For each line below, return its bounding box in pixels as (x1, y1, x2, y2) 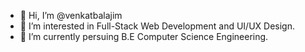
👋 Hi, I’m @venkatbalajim (19, 10, 123, 21)
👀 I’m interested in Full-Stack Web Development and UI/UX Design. (19, 20, 295, 32)
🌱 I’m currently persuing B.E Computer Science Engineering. (19, 31, 269, 42)
